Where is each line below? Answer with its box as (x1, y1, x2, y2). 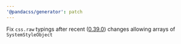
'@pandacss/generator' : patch (6, 8, 83, 15)
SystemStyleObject (6, 31, 53, 38)
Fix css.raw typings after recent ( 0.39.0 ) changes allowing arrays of (6, 25, 176, 33)
